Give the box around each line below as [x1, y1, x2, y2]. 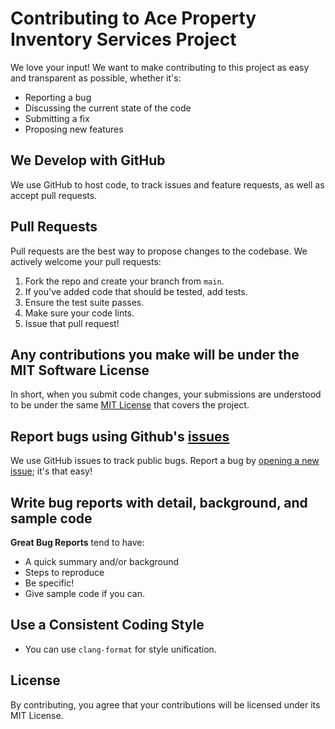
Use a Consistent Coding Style [10, 617, 205, 634]
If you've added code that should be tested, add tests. [24, 285, 248, 297]
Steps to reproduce [24, 567, 105, 578]
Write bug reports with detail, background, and [10, 494, 308, 511]
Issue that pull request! [24, 317, 120, 329]
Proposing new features [24, 123, 124, 135]
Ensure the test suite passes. [24, 296, 145, 308]
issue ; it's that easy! [10, 465, 93, 477]
